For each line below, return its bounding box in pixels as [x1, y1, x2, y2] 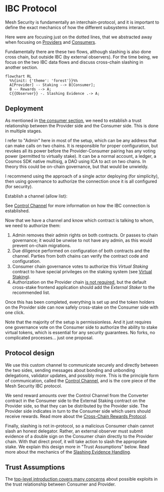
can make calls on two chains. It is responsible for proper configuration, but [5, 143, 158, 148]
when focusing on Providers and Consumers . [5, 39, 97, 45]
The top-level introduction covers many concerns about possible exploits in [5, 476, 158, 482]
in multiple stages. [5, 128, 42, 134]
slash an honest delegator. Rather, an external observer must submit [5, 428, 143, 434]
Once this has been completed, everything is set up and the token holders [5, 299, 155, 305]
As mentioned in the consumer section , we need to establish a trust [5, 117, 141, 123]
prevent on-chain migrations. [12, 242, 71, 248]
